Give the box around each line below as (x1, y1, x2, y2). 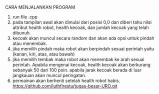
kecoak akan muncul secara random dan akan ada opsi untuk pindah (12, 35, 154, 41)
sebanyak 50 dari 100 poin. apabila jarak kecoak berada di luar (12, 67, 141, 73)
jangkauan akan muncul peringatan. (12, 72, 86, 78)
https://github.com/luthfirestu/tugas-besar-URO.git (12, 83, 117, 89)
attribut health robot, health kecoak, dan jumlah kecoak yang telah (12, 24, 149, 30)
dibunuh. (12, 30, 31, 35)
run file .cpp (12, 14, 37, 19)
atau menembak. (12, 40, 47, 46)
